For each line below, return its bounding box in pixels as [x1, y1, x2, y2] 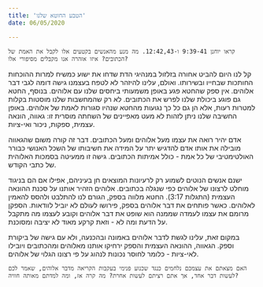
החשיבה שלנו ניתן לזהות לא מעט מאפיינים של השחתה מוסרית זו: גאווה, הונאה [8, 111, 238, 121]
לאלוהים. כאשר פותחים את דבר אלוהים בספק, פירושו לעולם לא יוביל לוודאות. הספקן [8, 200, 256, 210]
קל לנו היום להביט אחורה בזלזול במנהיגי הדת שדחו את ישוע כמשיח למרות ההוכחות [8, 69, 252, 79]
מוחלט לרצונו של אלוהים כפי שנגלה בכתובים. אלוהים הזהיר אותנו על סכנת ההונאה [8, 183, 250, 193]
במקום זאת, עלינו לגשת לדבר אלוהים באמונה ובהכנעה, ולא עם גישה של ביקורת [8, 232, 240, 241]
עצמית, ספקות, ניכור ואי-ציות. [8, 119, 95, 129]
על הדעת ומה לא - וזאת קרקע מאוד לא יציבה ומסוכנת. [8, 217, 168, 226]
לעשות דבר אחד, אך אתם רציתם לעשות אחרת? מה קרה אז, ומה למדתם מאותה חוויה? [8, 271, 239, 280]
